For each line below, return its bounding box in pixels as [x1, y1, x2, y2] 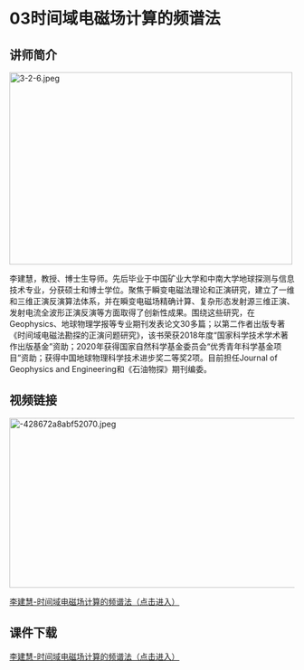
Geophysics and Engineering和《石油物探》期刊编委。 [9, 364, 213, 374]
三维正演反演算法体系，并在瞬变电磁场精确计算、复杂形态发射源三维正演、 [16, 296, 295, 306]
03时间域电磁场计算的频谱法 [9, 8, 221, 29]
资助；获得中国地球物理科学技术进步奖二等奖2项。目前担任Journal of [21, 352, 278, 363]
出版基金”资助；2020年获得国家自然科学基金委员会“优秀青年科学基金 [16, 341, 274, 351]
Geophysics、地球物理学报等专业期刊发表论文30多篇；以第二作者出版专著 [9, 319, 286, 329]
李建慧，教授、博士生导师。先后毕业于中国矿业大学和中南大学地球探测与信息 [9, 273, 295, 283]
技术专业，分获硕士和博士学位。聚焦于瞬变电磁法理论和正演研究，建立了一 [9, 284, 287, 295]
